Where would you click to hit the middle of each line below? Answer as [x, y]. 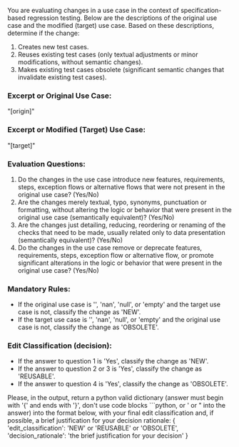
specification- [201, 10]
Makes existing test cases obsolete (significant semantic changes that [121, 70]
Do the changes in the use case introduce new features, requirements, [121, 179]
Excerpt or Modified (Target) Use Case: [77, 130]
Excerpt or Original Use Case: [60, 96]
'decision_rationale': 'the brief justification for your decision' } [98, 436]
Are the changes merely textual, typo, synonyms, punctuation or [112, 202]
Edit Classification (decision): [60, 346]
